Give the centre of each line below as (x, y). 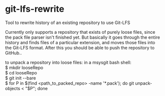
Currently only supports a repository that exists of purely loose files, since (80, 32)
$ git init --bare (20, 78)
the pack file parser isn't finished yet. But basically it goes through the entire (82, 37)
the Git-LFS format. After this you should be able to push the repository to (80, 48)
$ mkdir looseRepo (24, 68)
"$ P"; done (37, 88)
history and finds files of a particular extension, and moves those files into (80, 42)
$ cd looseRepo (21, 72)
